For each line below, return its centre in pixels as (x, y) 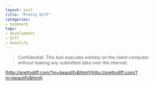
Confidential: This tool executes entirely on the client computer (83, 57)
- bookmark (17, 24)
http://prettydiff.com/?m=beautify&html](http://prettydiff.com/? (72, 72)
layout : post (19, 10)
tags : (11, 29)
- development (20, 33)
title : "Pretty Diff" (28, 15)
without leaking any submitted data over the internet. (73, 62)
